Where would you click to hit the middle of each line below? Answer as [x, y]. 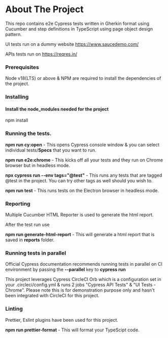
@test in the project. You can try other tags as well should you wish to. [79, 180]
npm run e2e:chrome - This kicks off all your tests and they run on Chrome [84, 160]
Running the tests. [28, 133]
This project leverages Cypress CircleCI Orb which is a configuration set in [83, 279]
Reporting [18, 204]
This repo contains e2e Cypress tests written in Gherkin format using [77, 23]
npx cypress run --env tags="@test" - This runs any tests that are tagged [84, 175]
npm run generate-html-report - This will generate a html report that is [80, 234]
